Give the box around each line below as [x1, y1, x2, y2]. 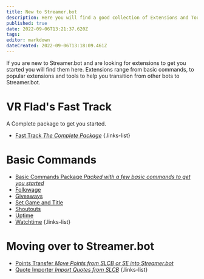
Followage [15, 186, 41, 193]
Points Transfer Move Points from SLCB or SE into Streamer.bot [15, 259, 174, 267]
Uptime [15, 212, 34, 219]
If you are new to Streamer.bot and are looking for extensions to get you [6, 59, 186, 67]
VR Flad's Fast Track [6, 100, 112, 114]
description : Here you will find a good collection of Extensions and [6, 15, 189, 21]
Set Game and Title [15, 198, 64, 206]
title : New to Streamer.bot [6, 8, 78, 15]
